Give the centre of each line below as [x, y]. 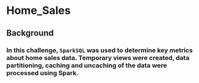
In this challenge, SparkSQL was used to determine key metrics [100, 50]
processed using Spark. [42, 73]
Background [30, 33]
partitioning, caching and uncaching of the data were [87, 65]
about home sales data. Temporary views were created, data [98, 58]
